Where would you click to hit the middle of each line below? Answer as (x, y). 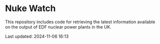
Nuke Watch (31, 8)
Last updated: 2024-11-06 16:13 (37, 36)
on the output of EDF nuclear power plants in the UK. (58, 27)
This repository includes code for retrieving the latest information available (80, 22)
